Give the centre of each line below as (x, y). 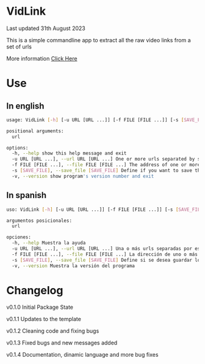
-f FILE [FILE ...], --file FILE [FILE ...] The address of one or (99, 165)
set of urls (19, 47)
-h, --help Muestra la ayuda (49, 243)
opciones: (19, 237)
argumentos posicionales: (39, 221)
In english (25, 106)
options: (17, 148)
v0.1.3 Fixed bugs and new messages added (62, 343)
